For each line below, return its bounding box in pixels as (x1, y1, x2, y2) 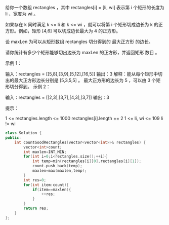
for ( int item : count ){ (23, 182, 69, 188)
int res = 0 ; (23, 177, 47, 182)
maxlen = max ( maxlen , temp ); (32, 168, 87, 173)
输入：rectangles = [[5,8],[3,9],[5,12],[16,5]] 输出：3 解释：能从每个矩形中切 (5, 71, 163, 77)
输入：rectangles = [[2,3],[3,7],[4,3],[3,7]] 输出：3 (5, 94, 110, 100)
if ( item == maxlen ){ (32, 187, 71, 192)
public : (5, 135, 22, 140)
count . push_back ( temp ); (32, 164, 82, 169)
